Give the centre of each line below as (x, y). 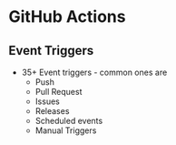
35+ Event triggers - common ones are (94, 72)
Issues (47, 101)
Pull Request (59, 92)
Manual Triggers (66, 130)
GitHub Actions (67, 17)
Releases (52, 111)
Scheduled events (69, 121)
